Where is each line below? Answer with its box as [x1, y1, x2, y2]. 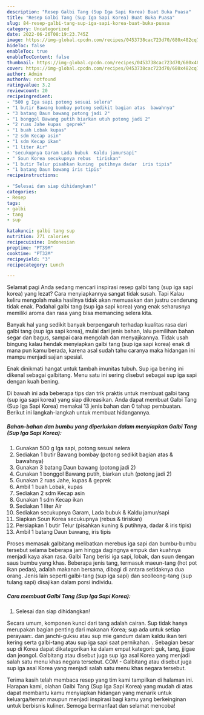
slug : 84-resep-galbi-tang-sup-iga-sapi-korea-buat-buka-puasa [7, 20, 170, 26]
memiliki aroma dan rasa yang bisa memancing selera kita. [7, 310, 153, 317]
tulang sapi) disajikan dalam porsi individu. [7, 579, 113, 586]
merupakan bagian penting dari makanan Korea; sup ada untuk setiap [7, 626, 180, 633]
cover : [7, 65, 24, 71]
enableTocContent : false [7, 54, 70, 60]
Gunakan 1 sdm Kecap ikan [15, 496, 84, 504]
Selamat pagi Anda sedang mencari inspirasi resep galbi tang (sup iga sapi [7, 284, 193, 291]
